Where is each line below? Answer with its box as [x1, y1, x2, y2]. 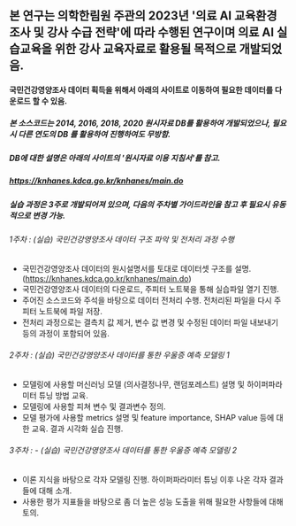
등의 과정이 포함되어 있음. [21, 328, 110, 338]
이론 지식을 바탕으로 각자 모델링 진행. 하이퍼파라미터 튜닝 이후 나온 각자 [21, 475, 268, 485]
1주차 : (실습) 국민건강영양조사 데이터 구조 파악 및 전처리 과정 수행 [9, 234, 235, 245]
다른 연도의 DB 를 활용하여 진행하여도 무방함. [18, 128, 171, 139]
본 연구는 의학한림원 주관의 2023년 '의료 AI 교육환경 [9, 8, 277, 24]
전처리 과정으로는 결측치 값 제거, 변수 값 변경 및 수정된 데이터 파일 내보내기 [21, 317, 279, 328]
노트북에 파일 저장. [38, 306, 103, 316]
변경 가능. [32, 210, 66, 220]
